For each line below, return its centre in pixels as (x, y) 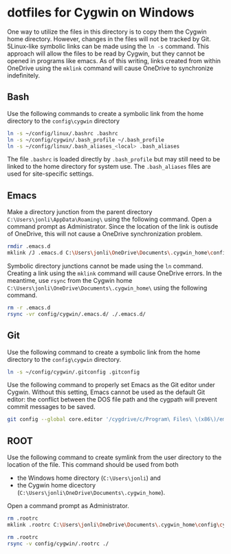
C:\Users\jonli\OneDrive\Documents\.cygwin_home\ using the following (107, 288)
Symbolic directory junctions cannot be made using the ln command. (105, 266)
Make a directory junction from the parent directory (80, 212)
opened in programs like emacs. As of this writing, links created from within (114, 60)
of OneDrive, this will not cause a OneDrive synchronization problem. (105, 234)
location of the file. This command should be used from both (93, 465)
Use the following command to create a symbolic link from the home (104, 352)
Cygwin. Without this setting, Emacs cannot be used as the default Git (106, 392)
